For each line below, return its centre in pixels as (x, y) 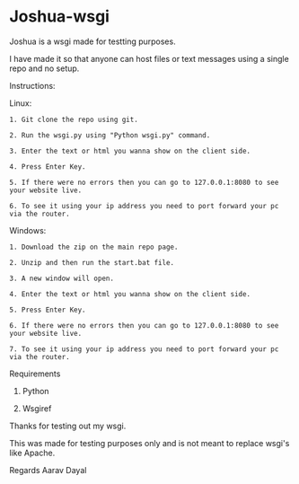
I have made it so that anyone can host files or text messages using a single (149, 58)
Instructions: (32, 85)
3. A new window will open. (62, 278)
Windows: (28, 230)
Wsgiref (37, 408)
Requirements (35, 374)
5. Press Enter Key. (48, 310)
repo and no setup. (44, 68)
